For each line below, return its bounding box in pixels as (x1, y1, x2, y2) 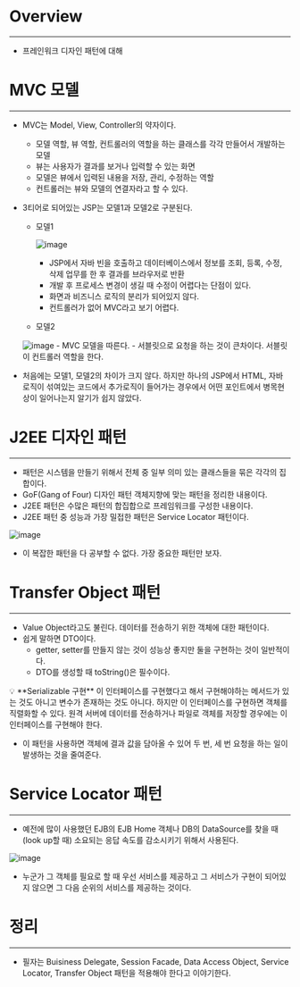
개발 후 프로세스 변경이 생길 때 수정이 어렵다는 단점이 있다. (48, 280, 252, 290)
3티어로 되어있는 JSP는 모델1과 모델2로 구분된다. (21, 202, 194, 213)
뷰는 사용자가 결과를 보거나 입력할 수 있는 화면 (35, 161, 196, 171)
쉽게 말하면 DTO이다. (21, 632, 96, 644)
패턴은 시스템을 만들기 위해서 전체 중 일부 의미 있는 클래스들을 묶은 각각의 (21, 466, 278, 477)
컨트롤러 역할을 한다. (31, 351, 104, 362)
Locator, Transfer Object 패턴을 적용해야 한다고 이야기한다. (21, 967, 231, 978)
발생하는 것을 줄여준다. (21, 749, 102, 760)
